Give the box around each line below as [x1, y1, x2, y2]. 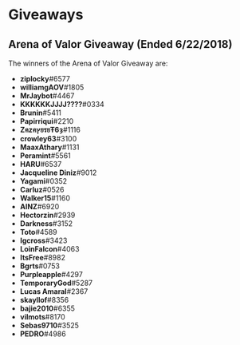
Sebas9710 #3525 [19, 321, 80, 330]
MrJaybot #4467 [19, 91, 75, 101]
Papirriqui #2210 [19, 117, 74, 125]
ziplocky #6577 [19, 74, 70, 83]
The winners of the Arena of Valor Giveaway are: [8, 58, 168, 68]
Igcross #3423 [19, 236, 68, 245]
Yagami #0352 [19, 176, 68, 185]
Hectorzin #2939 [19, 210, 76, 220]
